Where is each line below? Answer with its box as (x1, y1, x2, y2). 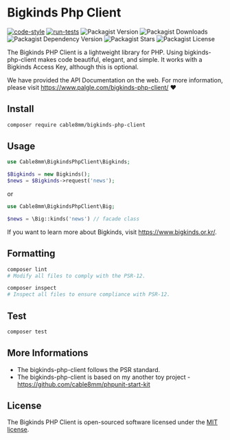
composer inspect (7, 285, 57, 292)
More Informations (7, 347, 89, 359)
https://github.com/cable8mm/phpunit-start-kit (16, 380, 150, 389)
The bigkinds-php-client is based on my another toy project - (16, 373, 191, 381)
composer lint (7, 266, 48, 273)
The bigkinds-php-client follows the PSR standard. (16, 365, 161, 373)
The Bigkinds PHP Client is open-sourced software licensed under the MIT (7, 418, 218, 426)
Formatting (7, 248, 56, 259)
